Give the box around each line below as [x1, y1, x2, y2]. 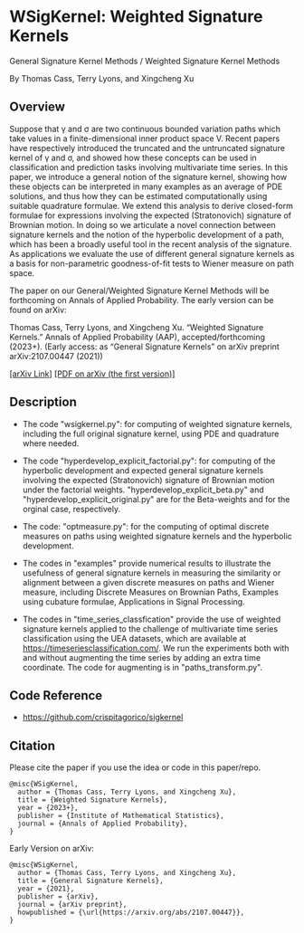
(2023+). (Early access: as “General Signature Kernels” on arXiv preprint [9, 341, 280, 352]
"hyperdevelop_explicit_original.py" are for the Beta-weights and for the [22, 493, 290, 504]
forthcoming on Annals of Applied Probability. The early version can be [9, 294, 274, 305]
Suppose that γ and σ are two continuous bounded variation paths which [9, 123, 280, 134]
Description [9, 395, 77, 410]
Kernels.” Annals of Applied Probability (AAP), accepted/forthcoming [9, 331, 265, 342]
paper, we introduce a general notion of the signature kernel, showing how [9, 171, 288, 182]
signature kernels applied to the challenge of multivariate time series [22, 623, 279, 634]
